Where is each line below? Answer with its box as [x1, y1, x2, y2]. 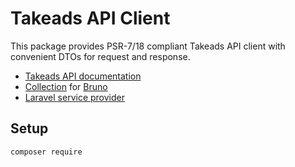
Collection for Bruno [24, 80, 108, 92]
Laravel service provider [24, 91, 125, 103]
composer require [10, 147, 83, 157]
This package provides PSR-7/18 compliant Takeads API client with [10, 40, 286, 52]
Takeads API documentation [24, 70, 142, 82]
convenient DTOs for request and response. [10, 50, 191, 62]
